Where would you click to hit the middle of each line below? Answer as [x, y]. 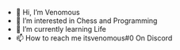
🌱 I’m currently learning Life [61, 29]
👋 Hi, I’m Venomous [48, 12]
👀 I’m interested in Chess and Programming [86, 21]
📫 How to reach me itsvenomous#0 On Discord [94, 38]
